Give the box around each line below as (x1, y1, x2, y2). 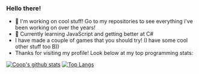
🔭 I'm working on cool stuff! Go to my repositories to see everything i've (14, 18, 194, 25)
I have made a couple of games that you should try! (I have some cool (14, 37, 188, 44)
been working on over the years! (14, 24, 96, 31)
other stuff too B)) (14, 43, 60, 50)
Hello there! (6, 4, 41, 13)
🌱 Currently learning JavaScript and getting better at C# (14, 30, 154, 38)
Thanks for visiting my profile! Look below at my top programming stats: (14, 50, 194, 57)
